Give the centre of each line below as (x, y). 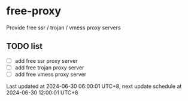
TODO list (25, 46)
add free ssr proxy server (46, 60)
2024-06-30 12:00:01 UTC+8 (43, 92)
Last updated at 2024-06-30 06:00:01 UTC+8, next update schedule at (94, 86)
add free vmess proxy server (51, 74)
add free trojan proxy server (49, 68)
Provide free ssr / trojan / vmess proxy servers (63, 27)
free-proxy (34, 11)
